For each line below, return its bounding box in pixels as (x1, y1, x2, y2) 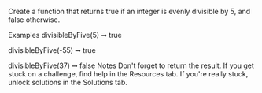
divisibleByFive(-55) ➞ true (8, 46, 96, 54)
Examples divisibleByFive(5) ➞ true (8, 31, 122, 39)
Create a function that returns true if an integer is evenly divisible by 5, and (8, 7, 251, 16)
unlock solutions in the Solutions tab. (8, 78, 128, 87)
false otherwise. (8, 15, 61, 24)
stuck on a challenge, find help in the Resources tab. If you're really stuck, (8, 69, 249, 78)
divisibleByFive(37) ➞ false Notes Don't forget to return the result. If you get (8, 61, 254, 70)
